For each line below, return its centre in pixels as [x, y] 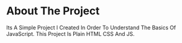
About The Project [53, 11]
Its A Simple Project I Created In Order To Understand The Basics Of [91, 27]
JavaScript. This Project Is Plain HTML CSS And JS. [70, 33]
